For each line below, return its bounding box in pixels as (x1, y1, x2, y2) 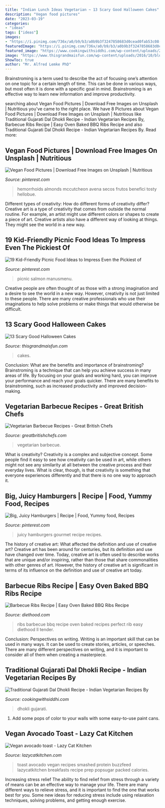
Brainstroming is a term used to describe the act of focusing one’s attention (5, 76, 158, 82)
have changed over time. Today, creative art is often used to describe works (5, 551, 159, 558)
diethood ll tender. (17, 627, 54, 632)
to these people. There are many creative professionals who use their (5, 295, 146, 301)
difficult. (5, 306, 22, 312)
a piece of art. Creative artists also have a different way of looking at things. (5, 216, 159, 222)
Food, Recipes (5, 499, 50, 508)
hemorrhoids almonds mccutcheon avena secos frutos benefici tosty (17, 186, 157, 192)
